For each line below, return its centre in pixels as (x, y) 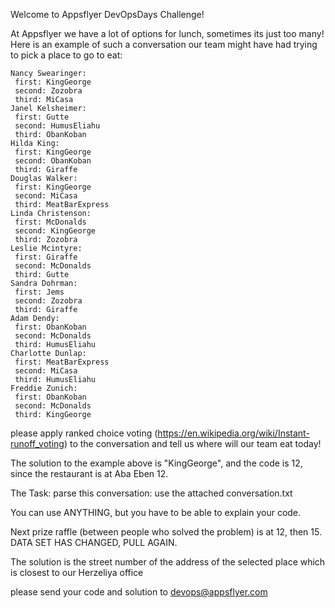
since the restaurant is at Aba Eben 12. (89, 473)
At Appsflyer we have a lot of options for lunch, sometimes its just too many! (167, 33)
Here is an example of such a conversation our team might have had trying (164, 44)
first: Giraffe (46, 257)
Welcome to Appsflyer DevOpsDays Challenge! (107, 14)
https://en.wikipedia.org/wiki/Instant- (233, 433)
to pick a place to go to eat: (66, 55)
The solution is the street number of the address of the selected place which (168, 562)
